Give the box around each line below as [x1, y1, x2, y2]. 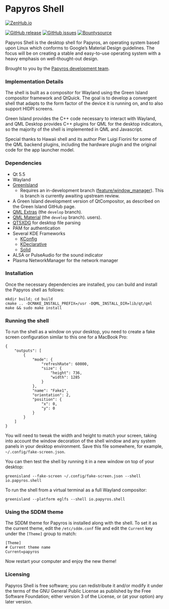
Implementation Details [5, 78, 64, 85]
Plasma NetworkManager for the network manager [12, 257, 119, 263]
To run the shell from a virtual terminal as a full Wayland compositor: [5, 487, 147, 493]
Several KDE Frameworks [12, 230, 66, 236]
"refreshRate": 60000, [41, 362, 89, 367]
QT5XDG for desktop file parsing [12, 219, 81, 225]
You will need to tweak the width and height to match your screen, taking [5, 433, 157, 439]
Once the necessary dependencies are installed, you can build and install [5, 281, 157, 287]
